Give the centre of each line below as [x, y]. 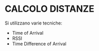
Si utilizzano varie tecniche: [34, 23]
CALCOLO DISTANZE [49, 9]
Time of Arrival [28, 33]
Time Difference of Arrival [39, 43]
